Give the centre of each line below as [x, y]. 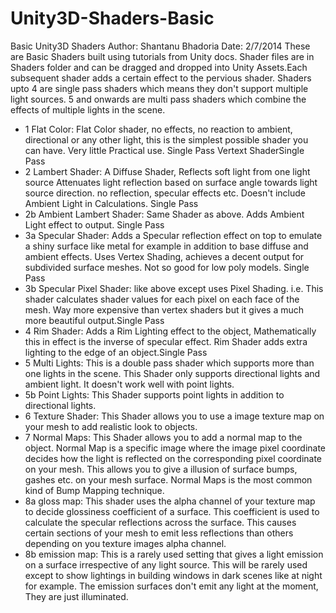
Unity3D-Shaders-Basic [112, 18]
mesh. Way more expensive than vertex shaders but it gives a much [164, 309]
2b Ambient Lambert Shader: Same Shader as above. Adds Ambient [164, 214]
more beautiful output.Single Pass [94, 320]
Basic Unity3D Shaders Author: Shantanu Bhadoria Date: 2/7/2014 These [160, 46]
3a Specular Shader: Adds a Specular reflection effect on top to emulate [173, 235]
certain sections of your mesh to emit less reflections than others [159, 533]
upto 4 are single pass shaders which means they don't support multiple [159, 88]
